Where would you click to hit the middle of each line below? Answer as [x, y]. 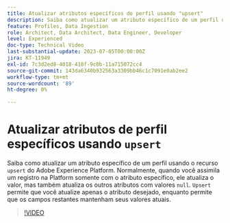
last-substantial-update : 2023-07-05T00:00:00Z [76, 52]
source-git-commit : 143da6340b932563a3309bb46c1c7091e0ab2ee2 [98, 70]
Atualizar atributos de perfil [87, 130]
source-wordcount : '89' [41, 83]
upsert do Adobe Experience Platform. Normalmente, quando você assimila [114, 170]
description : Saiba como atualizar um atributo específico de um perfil [113, 20]
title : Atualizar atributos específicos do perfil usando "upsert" [105, 13]
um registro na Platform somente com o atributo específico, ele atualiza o [111, 178]
